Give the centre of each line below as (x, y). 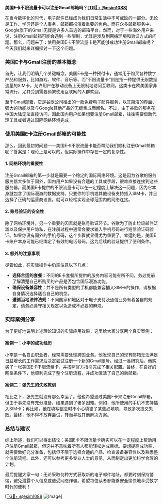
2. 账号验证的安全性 (25, 211)
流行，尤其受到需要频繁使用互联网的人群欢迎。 (56, 92)
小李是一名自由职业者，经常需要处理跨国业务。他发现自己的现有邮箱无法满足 (81, 355)
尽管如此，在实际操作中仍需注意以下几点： (48, 265)
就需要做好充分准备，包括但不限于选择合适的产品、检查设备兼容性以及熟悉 (79, 452)
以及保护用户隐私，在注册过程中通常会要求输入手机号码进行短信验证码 (79, 229)
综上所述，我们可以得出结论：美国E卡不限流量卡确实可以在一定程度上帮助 (79, 440)
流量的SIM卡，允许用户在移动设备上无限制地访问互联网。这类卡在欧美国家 (79, 86)
